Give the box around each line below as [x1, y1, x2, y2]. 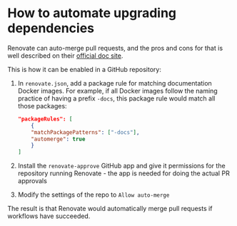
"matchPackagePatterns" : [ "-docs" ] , [31, 128, 140, 136]
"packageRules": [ [17, 115, 73, 123]
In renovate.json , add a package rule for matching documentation [17, 78, 212, 87]
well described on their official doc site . [7, 51, 123, 60]
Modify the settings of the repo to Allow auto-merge [17, 190, 170, 199]
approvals [17, 177, 48, 185]
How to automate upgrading [7, 5, 177, 21]
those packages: [17, 101, 67, 110]
